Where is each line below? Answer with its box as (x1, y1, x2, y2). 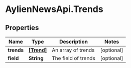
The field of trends (52, 55, 95, 61)
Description (59, 38, 88, 45)
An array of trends (52, 46, 95, 53)
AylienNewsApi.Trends (5, 3, 104, 15)
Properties (5, 23, 39, 32)
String (28, 55, 44, 61)
